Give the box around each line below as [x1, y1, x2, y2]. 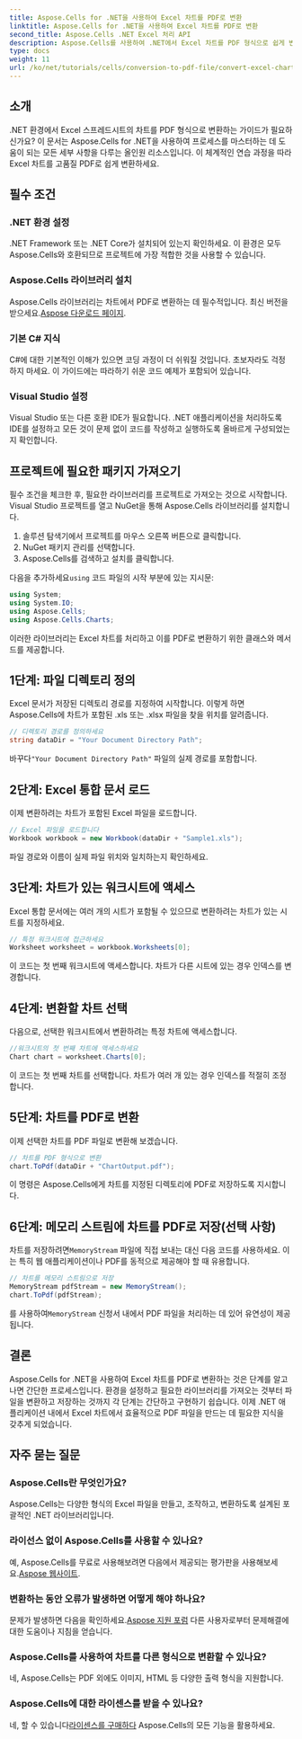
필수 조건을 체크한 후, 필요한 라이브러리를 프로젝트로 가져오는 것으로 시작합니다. [9, 489, 288, 500]
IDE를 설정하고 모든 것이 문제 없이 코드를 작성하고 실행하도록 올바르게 [9, 423, 253, 434]
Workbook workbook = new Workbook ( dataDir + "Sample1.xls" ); [9, 833, 244, 843]
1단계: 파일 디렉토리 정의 [9, 672, 137, 688]
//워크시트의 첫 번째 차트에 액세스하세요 [9, 1044, 138, 1053]
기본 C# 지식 [9, 332, 61, 344]
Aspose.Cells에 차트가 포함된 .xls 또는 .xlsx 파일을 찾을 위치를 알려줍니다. [9, 709, 269, 720]
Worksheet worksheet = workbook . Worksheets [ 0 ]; [9, 943, 191, 953]
